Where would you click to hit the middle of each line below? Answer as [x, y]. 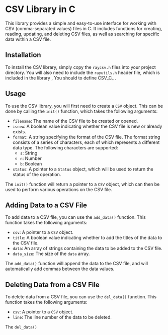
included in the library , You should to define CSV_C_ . [61, 78]
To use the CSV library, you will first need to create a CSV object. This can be [84, 106]
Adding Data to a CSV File [46, 205]
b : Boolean [31, 163]
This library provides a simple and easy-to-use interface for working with [81, 23]
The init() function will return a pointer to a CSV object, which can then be [82, 184]
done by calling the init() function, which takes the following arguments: [81, 111]
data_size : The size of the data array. [51, 254]
